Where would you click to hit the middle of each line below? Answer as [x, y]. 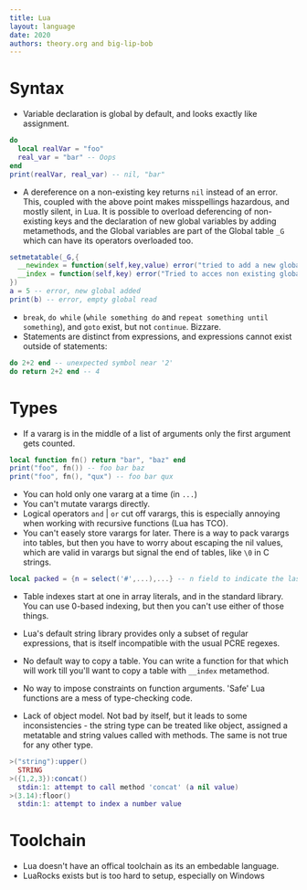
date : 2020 [30, 35]
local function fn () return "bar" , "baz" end [97, 460]
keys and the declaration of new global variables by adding [165, 221]
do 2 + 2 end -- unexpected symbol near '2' [91, 363]
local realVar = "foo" [61, 149]
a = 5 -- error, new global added [75, 291]
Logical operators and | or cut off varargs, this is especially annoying [151, 514]
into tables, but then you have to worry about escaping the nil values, [153, 543]
